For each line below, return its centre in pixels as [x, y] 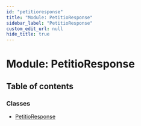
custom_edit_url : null [35, 29]
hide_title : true [28, 34]
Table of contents [40, 86]
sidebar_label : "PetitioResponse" [50, 23]
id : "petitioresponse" [35, 12]
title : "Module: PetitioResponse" [50, 17]
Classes [18, 103]
